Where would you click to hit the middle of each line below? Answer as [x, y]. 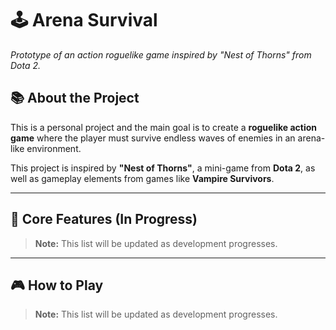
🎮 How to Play [57, 285]
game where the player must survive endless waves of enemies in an [153, 138]
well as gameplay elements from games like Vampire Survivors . [142, 178]
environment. [54, 148]
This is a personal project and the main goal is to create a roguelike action [164, 127]
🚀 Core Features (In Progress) [104, 219]
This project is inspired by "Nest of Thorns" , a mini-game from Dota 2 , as [163, 168]
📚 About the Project [75, 98]
